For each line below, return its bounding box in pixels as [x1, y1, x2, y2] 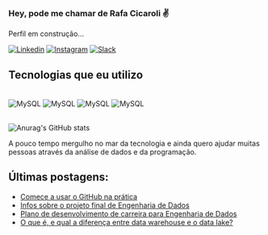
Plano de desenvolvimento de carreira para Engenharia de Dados [19, 208, 237, 218]
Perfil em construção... [8, 29, 85, 39]
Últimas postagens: [8, 171, 109, 184]
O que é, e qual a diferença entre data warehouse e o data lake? [19, 217, 234, 227]
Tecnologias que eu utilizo [8, 68, 144, 81]
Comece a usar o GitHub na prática [19, 192, 138, 201]
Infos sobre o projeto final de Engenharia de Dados [19, 200, 190, 210]
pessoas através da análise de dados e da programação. [8, 146, 197, 156]
